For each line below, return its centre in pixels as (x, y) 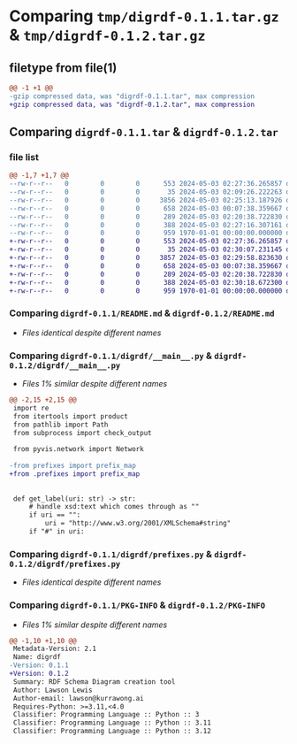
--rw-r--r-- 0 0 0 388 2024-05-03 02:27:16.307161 (146, 225)
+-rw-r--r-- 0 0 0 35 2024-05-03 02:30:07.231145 (146, 249)
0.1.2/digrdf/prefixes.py (65, 564)
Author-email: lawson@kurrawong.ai (78, 698)
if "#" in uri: (57, 532)
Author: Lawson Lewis (53, 690)
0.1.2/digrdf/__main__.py (65, 365)
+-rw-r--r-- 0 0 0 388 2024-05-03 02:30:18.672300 (146, 282)
